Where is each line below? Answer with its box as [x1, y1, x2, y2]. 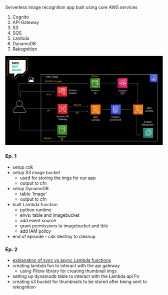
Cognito [12, 14, 29, 20]
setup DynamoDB [12, 185, 49, 191]
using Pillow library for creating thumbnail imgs [19, 268, 117, 274]
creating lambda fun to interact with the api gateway [12, 263, 120, 269]
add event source [19, 217, 56, 223]
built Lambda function [12, 201, 58, 207]
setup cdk [12, 164, 33, 170]
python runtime [19, 207, 51, 213]
